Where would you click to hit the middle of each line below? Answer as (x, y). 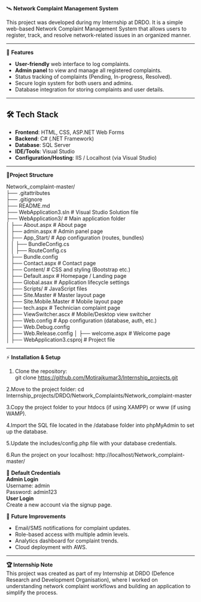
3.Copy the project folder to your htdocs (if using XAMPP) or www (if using (98, 407)
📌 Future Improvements (36, 516)
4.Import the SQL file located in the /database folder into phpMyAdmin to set (100, 425)
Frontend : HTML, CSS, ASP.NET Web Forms (69, 132)
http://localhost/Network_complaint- (140, 454)
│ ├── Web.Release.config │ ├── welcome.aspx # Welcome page (88, 333)
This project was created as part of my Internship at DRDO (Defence (90, 573)
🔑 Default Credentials (33, 472)
